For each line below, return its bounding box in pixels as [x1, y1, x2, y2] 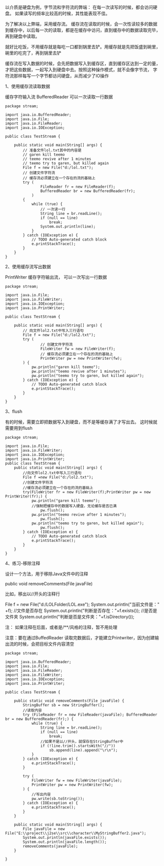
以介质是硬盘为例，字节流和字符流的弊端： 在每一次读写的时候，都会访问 [5, 4, 153, 10]
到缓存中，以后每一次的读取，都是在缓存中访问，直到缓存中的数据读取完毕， [5, 27, 161, 33]
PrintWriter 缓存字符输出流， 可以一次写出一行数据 [5, 274, 107, 280]
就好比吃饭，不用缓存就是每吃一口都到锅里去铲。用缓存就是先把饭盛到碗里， [5, 44, 161, 49]
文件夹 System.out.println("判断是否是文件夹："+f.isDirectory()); [5, 614, 134, 619]
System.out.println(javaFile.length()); [23, 839, 107, 844]
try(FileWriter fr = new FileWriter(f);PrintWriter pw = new [23, 490, 151, 495]
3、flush [5, 409, 23, 414]
